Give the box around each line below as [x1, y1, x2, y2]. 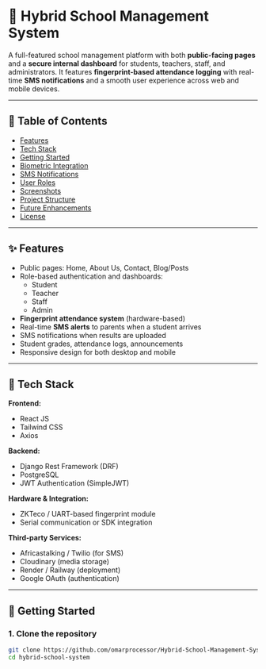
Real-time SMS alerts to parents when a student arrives [19, 321, 202, 332]
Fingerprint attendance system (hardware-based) [19, 313, 186, 323]
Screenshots [19, 186, 62, 195]
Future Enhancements [19, 202, 92, 213]
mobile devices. [8, 83, 60, 94]
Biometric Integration [19, 160, 89, 170]
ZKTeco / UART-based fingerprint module [19, 509, 156, 519]
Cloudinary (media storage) [19, 557, 109, 567]
